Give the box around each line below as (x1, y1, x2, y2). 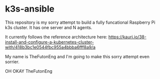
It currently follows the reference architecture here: (5, 34, 107, 40)
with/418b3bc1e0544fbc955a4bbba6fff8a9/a (5, 44, 96, 50)
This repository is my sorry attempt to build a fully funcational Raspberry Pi (5, 19, 156, 25)
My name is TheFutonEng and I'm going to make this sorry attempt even (5, 53, 150, 59)
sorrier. (5, 59, 19, 64)
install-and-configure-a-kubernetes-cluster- (5, 39, 94, 45)
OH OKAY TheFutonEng (5, 68, 53, 74)
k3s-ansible (5, 3, 54, 15)
